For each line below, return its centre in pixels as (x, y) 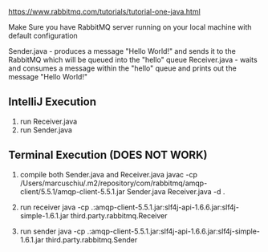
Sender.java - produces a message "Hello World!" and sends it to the (122, 51)
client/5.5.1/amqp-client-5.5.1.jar (73, 191)
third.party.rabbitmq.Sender (91, 239)
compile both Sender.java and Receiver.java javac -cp (109, 174)
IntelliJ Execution (53, 102)
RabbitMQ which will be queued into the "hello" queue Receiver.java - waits (133, 60)
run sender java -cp (53, 231)
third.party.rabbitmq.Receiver (119, 215)
